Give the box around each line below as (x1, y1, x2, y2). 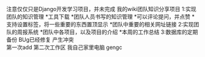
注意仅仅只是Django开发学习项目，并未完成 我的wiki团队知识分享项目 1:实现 (6, 6, 197, 12)
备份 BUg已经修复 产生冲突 (6, 36, 75, 43)
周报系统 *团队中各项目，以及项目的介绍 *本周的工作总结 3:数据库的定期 (17, 28, 198, 36)
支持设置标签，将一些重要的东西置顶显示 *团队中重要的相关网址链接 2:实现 (6, 21, 194, 28)
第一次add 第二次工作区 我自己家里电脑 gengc (6, 44, 122, 51)
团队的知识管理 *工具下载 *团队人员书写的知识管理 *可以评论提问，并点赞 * (6, 13, 195, 20)
